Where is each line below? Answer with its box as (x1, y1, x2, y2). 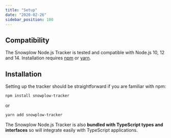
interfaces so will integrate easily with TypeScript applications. (5, 127, 138, 133)
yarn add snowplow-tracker (5, 112, 63, 118)
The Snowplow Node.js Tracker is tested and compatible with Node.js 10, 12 (5, 50, 165, 56)
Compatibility (5, 36, 50, 44)
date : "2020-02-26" (5, 12, 47, 17)
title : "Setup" (5, 7, 38, 13)
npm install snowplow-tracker (5, 93, 70, 98)
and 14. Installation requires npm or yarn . (5, 55, 91, 61)
